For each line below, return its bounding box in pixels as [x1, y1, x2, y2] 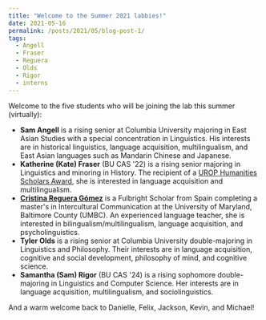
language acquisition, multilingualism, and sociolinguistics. [19, 286, 214, 297]
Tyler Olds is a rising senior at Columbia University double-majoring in [19, 236, 252, 245]
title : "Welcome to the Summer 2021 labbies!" [8, 11, 167, 20]
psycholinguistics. [19, 227, 80, 237]
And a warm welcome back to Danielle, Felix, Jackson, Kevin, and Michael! [8, 302, 255, 312]
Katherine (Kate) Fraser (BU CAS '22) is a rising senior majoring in [19, 159, 241, 168]
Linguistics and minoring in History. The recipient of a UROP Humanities [19, 168, 258, 177]
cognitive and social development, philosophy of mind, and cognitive [19, 253, 248, 262]
